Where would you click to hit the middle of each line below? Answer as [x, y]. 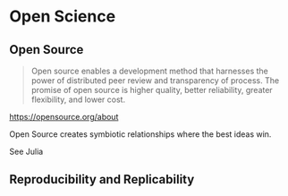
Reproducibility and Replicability [102, 179]
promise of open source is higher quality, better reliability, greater [152, 90]
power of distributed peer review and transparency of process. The [155, 81]
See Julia [26, 151]
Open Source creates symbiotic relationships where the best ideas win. [140, 134]
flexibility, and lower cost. [78, 99]
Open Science [63, 17]
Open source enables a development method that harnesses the [149, 71]
